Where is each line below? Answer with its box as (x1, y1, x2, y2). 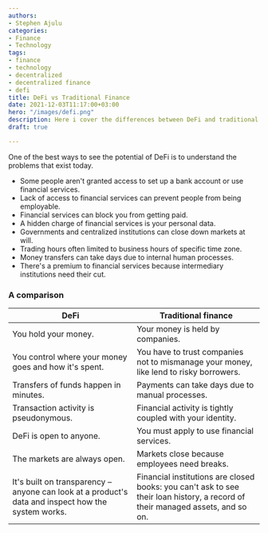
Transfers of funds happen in (12, 380, 121, 391)
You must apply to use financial (136, 425, 254, 436)
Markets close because (136, 448, 225, 459)
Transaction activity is (12, 403, 95, 414)
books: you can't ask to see (136, 481, 239, 492)
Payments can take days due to (136, 380, 254, 391)
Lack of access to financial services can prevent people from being (19, 193, 242, 202)
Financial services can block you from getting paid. (19, 209, 189, 220)
